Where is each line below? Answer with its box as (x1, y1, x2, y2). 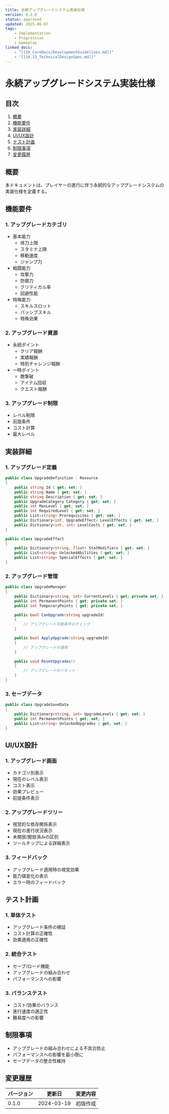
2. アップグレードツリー (5, 809, 63, 816)
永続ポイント (12, 342, 39, 348)
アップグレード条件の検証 (12, 924, 66, 930)
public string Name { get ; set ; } (14, 489, 87, 495)
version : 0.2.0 (5, 12, 37, 17)
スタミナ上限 (20, 246, 47, 252)
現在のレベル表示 (12, 776, 48, 782)
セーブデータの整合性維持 (12, 1057, 66, 1064)
